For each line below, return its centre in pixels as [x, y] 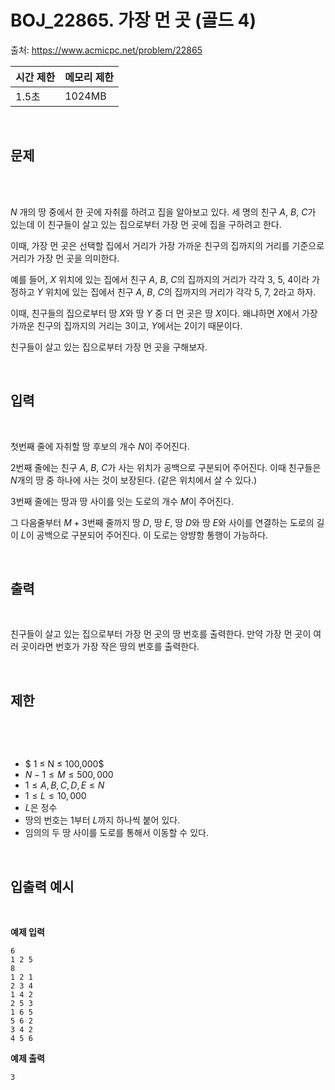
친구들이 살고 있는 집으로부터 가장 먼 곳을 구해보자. [109, 347]
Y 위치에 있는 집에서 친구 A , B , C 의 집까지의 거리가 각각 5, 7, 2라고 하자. [176, 292]
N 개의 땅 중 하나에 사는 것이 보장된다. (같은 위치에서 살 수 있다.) [134, 480]
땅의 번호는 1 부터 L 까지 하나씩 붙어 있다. [102, 820]
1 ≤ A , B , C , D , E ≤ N [64, 785]
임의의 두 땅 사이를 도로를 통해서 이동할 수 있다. [116, 833]
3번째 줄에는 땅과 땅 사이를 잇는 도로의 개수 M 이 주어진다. [122, 501]
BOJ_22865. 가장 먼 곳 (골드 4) [133, 20]
